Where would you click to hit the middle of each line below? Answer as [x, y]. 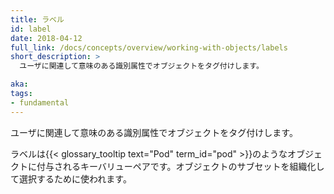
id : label [31, 29]
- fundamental [40, 102]
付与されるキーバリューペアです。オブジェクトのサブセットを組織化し [180, 166]
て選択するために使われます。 [71, 178]
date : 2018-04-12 [46, 38]
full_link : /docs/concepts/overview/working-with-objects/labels [149, 47]
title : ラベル [37, 19]
